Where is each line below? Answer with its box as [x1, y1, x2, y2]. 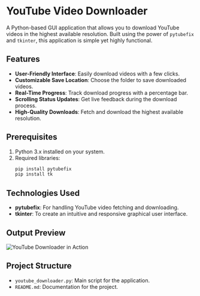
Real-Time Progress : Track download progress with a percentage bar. [14, 89, 189, 96]
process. [14, 102, 37, 109]
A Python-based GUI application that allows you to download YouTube [6, 24, 180, 31]
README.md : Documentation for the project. [14, 283, 119, 290]
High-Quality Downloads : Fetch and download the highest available [14, 108, 184, 115]
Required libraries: [14, 154, 60, 161]
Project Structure [6, 261, 72, 271]
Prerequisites [6, 132, 57, 142]
